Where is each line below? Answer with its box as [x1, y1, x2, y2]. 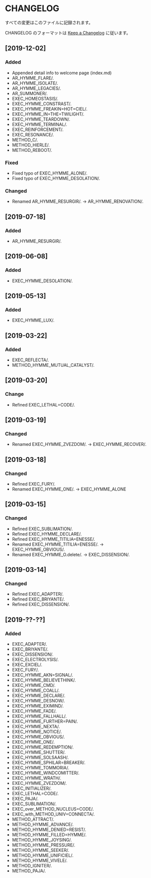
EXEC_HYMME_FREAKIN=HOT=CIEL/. [12, 106, 88, 112]
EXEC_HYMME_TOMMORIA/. [12, 765, 69, 771]
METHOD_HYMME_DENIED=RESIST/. [12, 827, 86, 832]
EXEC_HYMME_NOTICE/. [12, 729, 62, 735]
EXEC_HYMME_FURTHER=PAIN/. [12, 718, 78, 724]
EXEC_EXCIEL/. [12, 662, 42, 667]
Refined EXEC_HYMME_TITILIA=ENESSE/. [12, 536, 96, 542]
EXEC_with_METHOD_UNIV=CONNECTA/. [12, 811, 95, 817]
